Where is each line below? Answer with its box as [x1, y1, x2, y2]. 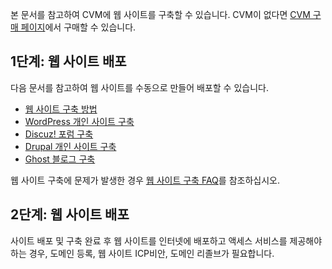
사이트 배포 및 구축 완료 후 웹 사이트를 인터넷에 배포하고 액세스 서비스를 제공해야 [10, 234, 323, 247]
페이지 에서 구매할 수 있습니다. [20, 21, 137, 33]
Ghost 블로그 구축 [24, 153, 96, 165]
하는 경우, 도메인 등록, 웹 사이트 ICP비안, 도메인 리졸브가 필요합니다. [10, 247, 275, 259]
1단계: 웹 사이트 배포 [10, 53, 127, 70]
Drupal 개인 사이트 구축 [24, 140, 117, 152]
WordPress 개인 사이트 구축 [24, 115, 135, 127]
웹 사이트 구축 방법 [24, 103, 98, 115]
